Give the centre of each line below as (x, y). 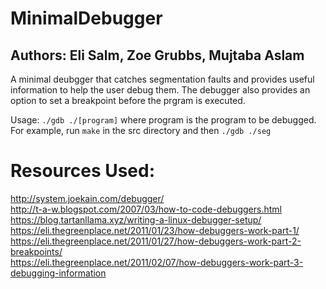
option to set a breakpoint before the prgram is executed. (128, 100)
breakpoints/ (36, 251)
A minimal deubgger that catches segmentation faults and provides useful (162, 79)
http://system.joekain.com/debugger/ (87, 198)
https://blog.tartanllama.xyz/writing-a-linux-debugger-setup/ (136, 219)
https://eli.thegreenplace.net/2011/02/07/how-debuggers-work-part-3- (157, 262)
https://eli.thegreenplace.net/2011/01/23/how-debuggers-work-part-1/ (155, 230)
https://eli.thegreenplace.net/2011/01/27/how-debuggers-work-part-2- (156, 241)
